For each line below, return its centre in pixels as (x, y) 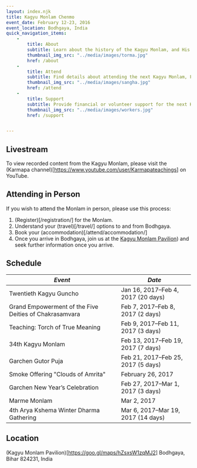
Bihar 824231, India (29, 459)
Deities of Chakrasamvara (45, 314)
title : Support (46, 99)
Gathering (23, 418)
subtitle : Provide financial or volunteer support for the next (107, 104)
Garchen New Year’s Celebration (54, 387)
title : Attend (44, 72)
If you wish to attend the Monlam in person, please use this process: (89, 208)
